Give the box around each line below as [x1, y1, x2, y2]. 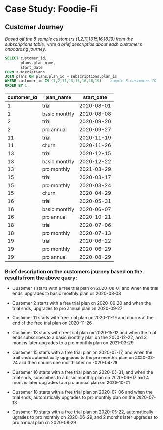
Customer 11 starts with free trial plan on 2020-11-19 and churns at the [12, 315, 154, 321]
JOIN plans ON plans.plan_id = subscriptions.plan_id [5, 74, 117, 79]
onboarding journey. [5, 47, 46, 52]
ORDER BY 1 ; [5, 83, 29, 88]
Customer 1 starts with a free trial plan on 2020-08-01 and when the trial [12, 286, 158, 291]
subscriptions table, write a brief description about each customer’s [5, 41, 143, 47]
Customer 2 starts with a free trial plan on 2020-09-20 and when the [12, 300, 151, 306]
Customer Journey [5, 23, 64, 31]
